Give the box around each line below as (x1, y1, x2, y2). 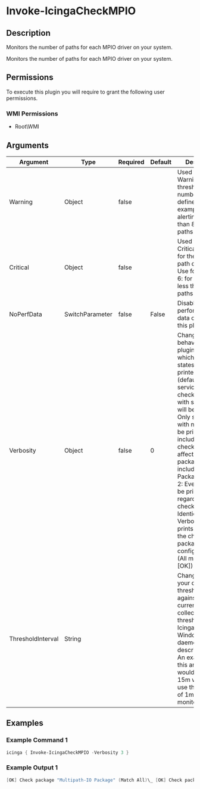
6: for (177, 274, 192, 282)
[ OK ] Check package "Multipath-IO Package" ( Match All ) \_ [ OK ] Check (6, 777, 183, 783)
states (177, 360, 195, 369)
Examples (6, 718, 43, 728)
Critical (9, 263, 30, 272)
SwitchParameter (64, 310, 113, 318)
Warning (9, 198, 33, 206)
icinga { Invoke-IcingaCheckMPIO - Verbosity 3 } (6, 749, 129, 756)
